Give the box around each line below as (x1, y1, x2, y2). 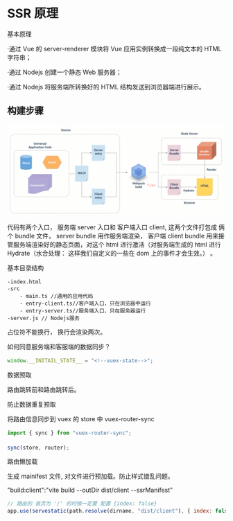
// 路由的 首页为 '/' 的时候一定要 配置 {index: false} (7, 500, 157, 507)
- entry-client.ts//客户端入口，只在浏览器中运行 (19, 300, 151, 307)
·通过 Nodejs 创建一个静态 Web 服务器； (7, 68, 123, 76)
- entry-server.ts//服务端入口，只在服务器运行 (19, 307, 146, 315)
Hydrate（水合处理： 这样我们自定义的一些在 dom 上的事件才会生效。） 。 (7, 249, 217, 257)
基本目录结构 (7, 263, 44, 272)
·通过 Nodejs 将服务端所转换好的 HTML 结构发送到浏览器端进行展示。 (7, 82, 206, 91)
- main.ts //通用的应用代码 (19, 292, 94, 299)
